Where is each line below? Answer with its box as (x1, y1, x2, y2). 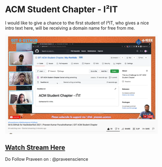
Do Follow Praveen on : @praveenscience (5, 156, 89, 162)
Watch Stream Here (5, 143, 65, 151)
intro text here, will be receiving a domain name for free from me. (5, 25, 135, 31)
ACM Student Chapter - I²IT (5, 4, 118, 15)
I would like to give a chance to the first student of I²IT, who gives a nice (5, 20, 149, 26)
